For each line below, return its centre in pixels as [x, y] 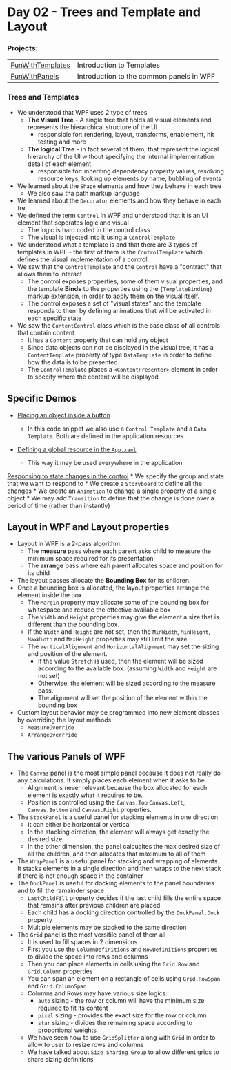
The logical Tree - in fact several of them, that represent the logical [123, 149]
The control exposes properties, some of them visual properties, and [125, 281]
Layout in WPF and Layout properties [88, 527]
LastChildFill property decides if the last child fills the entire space [124, 898]
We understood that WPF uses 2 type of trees [82, 112]
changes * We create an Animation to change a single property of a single [112, 491]
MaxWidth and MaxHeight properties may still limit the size [107, 639]
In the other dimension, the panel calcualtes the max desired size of [124, 847]
